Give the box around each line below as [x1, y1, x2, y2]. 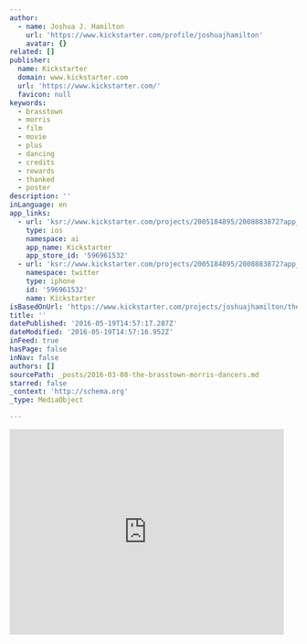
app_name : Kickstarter [26, 243, 112, 252]
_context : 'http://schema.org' [9, 387, 129, 396]
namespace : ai [26, 234, 79, 243]
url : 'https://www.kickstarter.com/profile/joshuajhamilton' [26, 30, 263, 39]
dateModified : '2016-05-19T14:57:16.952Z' [9, 328, 174, 337]
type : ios [26, 226, 64, 235]
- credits [17, 157, 55, 167]
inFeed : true [9, 336, 59, 345]
